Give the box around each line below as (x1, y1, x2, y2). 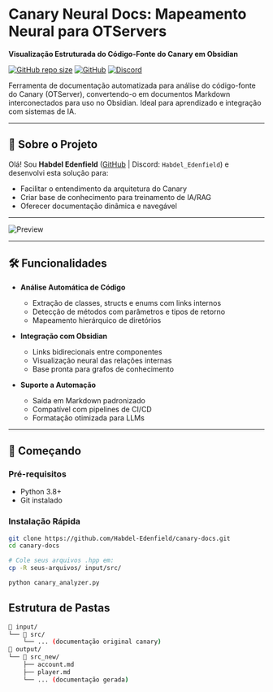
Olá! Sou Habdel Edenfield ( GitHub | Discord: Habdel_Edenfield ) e (8, 159, 229, 169)
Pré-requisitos (8, 468, 67, 480)
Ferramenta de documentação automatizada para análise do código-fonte (8, 81, 256, 90)
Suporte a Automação (19, 380, 96, 390)
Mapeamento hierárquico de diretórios (32, 315, 162, 325)
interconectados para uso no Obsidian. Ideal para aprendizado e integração (8, 98, 262, 107)
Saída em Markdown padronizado (32, 395, 146, 405)
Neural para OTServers (8, 22, 167, 41)
